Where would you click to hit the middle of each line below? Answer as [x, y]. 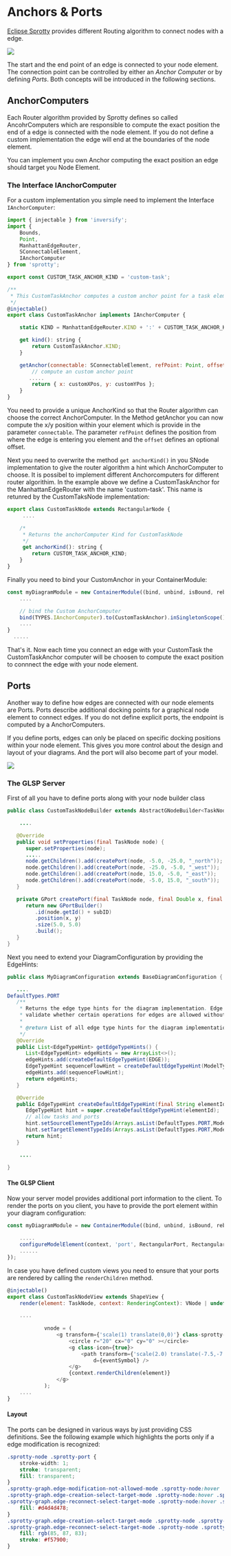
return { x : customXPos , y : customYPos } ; [93, 385]
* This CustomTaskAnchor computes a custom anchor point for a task [110, 296]
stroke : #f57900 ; [44, 1540]
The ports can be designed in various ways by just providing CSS [100, 1429]
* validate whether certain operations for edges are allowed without [123, 1015]
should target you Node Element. [54, 167]
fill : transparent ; [47, 1476]
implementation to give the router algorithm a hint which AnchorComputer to [115, 468]
